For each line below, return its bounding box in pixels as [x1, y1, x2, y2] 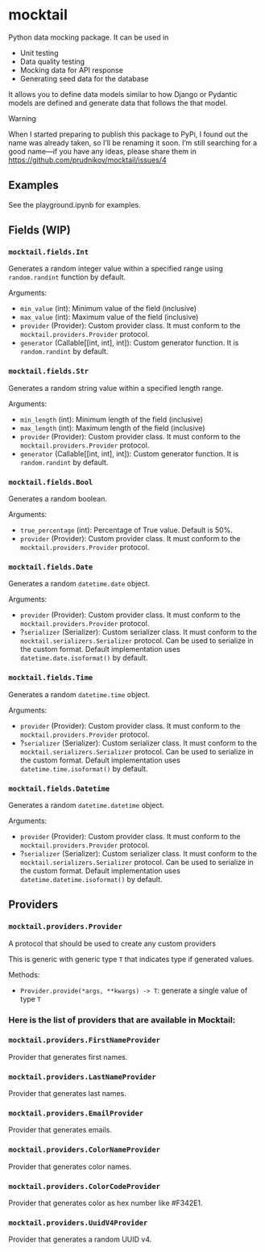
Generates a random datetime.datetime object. [8, 800, 165, 809]
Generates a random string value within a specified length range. [8, 383, 224, 393]
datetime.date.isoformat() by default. [19, 653, 148, 663]
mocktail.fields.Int [8, 248, 89, 257]
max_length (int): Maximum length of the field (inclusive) [19, 422, 205, 433]
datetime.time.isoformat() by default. [19, 763, 148, 773]
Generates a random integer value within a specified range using [8, 264, 223, 274]
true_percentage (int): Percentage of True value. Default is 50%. [19, 525, 234, 535]
